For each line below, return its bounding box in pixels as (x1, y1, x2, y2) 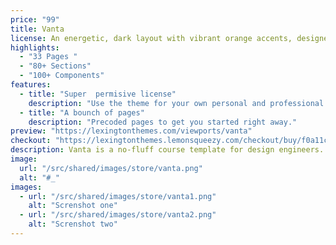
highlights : (10, 42, 60, 53)
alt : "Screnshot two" (28, 219, 118, 230)
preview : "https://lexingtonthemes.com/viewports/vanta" (10, 126, 253, 136)
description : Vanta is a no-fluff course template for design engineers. (10, 145, 325, 155)
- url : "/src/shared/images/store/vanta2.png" (19, 210, 217, 220)
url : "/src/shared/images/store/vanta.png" (19, 163, 203, 173)
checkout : (10, 136, 52, 146)
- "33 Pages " (19, 52, 78, 62)
